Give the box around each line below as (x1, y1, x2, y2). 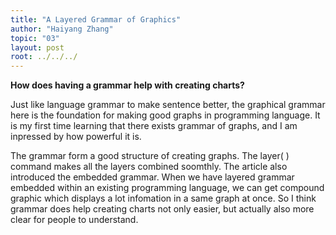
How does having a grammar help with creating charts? (10, 79, 245, 91)
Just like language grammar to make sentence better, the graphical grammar (10, 99, 326, 111)
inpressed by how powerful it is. (10, 131, 142, 143)
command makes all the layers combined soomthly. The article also (10, 161, 288, 173)
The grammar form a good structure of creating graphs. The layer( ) (10, 150, 290, 162)
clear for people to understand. (10, 214, 139, 226)
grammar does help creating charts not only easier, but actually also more (10, 203, 315, 215)
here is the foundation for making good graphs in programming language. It (10, 109, 321, 121)
